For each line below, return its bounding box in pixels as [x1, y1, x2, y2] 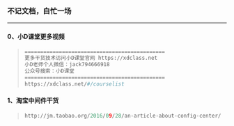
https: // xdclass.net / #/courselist [24, 80, 125, 88]
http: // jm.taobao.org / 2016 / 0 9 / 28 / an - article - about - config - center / [24, 112, 221, 119]
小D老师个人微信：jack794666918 [24, 61, 110, 68]
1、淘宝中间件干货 [7, 96, 59, 105]
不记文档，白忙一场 [7, 6, 72, 15]
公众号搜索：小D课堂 [24, 68, 75, 74]
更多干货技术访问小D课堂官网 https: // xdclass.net [24, 54, 158, 62]
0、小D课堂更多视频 [7, 32, 65, 40]
